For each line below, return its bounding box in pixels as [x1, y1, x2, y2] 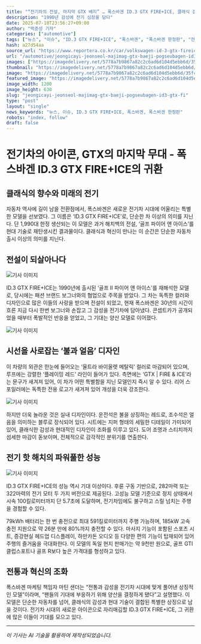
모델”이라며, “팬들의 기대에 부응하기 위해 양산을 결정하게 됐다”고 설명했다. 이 [12, 591, 190, 599]
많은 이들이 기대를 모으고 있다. [12, 613, 83, 621]
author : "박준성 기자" [6, 25, 57, 32]
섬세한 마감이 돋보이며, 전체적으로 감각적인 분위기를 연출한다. [6, 433, 148, 441]
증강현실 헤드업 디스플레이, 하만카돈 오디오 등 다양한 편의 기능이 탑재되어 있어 [14, 532, 194, 539]
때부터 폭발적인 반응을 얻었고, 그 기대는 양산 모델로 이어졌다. [17, 314, 158, 321]
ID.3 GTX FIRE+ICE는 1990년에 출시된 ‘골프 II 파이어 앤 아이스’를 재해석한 [6, 284, 178, 291]
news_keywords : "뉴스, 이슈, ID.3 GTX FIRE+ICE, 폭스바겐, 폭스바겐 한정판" [6, 109, 183, 115]
